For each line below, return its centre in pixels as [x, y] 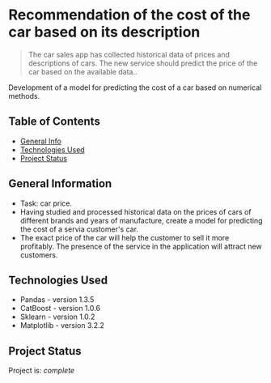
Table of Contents [55, 122]
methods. [24, 96]
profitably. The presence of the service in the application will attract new [141, 246]
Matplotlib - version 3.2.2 [62, 326]
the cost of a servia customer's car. [79, 229]
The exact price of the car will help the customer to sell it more [125, 237]
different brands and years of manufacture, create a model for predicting [141, 220]
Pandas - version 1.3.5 [57, 300]
